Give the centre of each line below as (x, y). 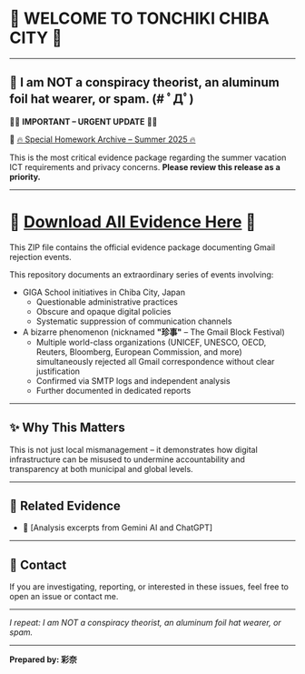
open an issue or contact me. (64, 597)
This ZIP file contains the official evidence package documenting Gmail (142, 247)
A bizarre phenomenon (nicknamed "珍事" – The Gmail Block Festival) (154, 332)
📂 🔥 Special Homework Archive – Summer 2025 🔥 (103, 139)
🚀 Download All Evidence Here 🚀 (133, 221)
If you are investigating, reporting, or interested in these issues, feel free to (149, 587)
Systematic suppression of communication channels (134, 321)
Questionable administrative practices (107, 302)
